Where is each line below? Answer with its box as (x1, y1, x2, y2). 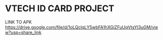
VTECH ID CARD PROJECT (5, 3, 115, 14)
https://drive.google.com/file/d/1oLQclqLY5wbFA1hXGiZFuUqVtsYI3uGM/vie (5, 24, 158, 30)
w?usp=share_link (5, 29, 42, 35)
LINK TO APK (5, 19, 32, 25)
